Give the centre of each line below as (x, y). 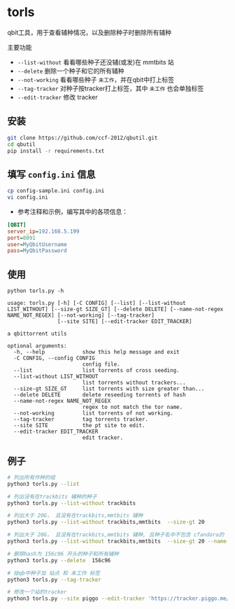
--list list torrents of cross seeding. (97, 371)
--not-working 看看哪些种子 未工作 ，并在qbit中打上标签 (96, 79)
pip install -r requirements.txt (56, 151)
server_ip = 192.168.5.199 (43, 231)
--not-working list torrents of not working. (93, 413)
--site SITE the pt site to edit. (79, 426)
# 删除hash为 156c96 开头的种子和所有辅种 (63, 554)
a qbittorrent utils (37, 334)
